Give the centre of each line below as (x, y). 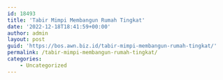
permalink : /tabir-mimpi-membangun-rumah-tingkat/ (82, 53)
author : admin (28, 33)
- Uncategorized (44, 65)
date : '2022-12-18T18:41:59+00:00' (59, 26)
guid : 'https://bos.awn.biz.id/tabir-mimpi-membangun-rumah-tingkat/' (112, 46)
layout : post (26, 40)
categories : (24, 59)
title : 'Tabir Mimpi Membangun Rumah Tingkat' (76, 20)
